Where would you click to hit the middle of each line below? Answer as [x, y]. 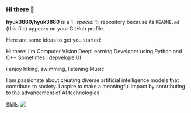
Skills [13, 105]
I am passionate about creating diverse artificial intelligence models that [93, 80]
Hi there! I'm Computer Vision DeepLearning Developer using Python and [94, 52]
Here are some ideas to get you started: [54, 40]
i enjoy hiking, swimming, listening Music [55, 69]
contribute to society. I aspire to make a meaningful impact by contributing [96, 87]
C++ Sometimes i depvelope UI [44, 57]
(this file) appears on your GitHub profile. [55, 29]
